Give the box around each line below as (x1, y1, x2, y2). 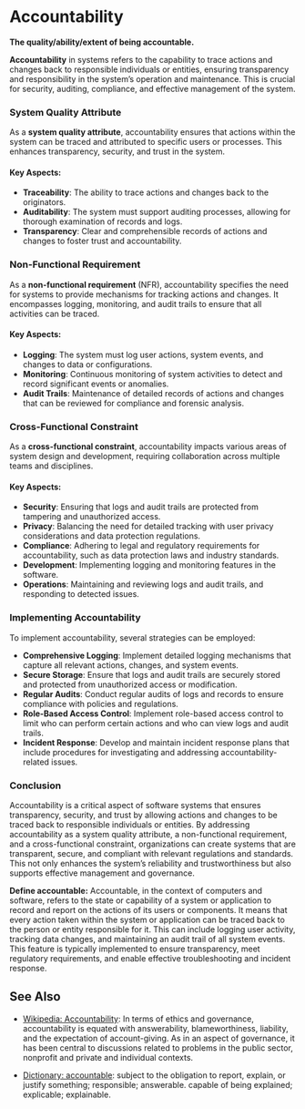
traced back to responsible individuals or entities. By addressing (9, 819, 250, 830)
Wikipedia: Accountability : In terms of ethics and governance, (22, 1013, 255, 1024)
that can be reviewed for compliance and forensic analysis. (22, 397, 245, 408)
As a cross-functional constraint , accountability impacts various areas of (9, 441, 287, 452)
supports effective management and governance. (9, 868, 196, 878)
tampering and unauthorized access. (22, 511, 161, 522)
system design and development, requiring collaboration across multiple (9, 451, 280, 462)
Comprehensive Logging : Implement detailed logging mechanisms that (22, 650, 291, 661)
